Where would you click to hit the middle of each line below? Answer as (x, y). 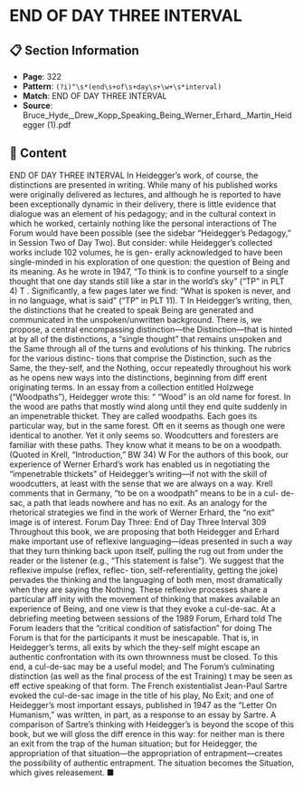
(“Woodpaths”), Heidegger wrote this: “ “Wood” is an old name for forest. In (150, 396)
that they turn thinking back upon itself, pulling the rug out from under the (146, 550)
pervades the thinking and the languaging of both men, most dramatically (146, 579)
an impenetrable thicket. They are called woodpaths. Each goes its (133, 416)
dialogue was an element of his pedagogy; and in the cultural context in (142, 213)
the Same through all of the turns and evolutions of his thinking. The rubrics (150, 348)
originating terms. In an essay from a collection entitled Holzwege (132, 387)
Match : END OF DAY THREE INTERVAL (95, 96)
